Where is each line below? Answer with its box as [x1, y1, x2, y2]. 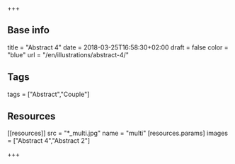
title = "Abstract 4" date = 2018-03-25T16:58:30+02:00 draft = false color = [7, 43, 229, 52]
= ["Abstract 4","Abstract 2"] [7, 136, 91, 145]
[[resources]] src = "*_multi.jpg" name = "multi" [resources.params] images [7, 129, 229, 138]
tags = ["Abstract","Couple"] [7, 90, 90, 98]
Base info [7, 24, 50, 36]
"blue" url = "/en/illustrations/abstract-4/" [7, 50, 130, 59]
